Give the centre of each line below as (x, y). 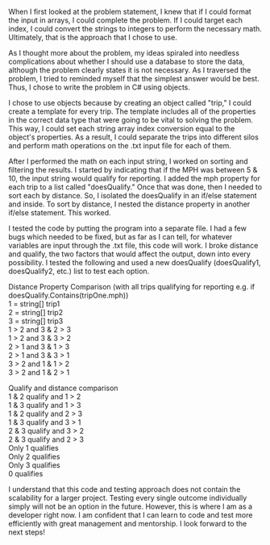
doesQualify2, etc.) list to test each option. (79, 271)
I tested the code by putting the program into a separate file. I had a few (128, 228)
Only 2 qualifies (34, 456)
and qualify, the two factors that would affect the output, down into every (130, 254)
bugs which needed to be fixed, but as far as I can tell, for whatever (120, 237)
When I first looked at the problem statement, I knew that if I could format (130, 12)
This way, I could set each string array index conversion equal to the (122, 129)
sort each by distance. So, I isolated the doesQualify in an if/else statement (133, 196)
